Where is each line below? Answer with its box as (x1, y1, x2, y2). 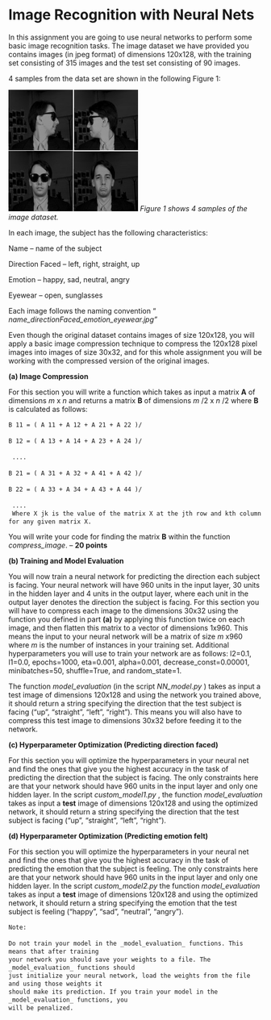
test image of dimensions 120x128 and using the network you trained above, (8, 689, 262, 699)
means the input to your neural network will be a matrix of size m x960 (8, 631, 244, 641)
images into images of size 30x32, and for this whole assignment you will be (8, 347, 262, 356)
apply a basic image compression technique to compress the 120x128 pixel (8, 339, 258, 348)
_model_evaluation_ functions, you (8, 996, 128, 1004)
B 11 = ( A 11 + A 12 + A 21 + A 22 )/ (8, 421, 143, 429)
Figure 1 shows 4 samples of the (140, 203, 248, 213)
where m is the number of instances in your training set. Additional (8, 639, 230, 650)
